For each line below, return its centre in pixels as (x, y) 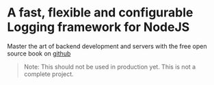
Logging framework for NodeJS (98, 27)
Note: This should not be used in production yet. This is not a (110, 66)
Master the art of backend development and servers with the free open (107, 46)
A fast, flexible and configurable (100, 13)
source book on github (39, 53)
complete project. (49, 74)
